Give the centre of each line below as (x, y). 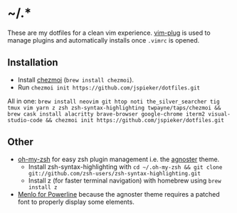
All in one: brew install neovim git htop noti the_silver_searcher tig (114, 101)
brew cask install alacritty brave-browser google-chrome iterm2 (106, 114)
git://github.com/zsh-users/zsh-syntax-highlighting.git (115, 173)
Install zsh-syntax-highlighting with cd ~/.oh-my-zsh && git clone (125, 166)
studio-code (25, 120)
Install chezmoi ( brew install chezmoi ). (75, 80)
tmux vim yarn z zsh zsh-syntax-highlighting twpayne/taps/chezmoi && (114, 108)
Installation (33, 63)
